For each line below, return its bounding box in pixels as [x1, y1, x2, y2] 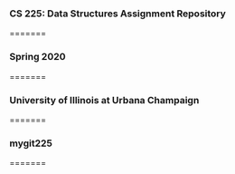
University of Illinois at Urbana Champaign [9, 93, 200, 106]
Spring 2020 [9, 51, 66, 63]
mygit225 [9, 137, 52, 150]
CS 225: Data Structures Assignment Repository [9, 7, 226, 20]
